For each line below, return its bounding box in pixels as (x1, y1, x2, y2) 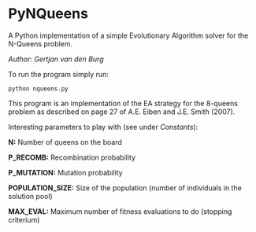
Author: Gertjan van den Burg (8, 54, 104, 64)
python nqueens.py (8, 84, 69, 93)
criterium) (8, 215, 40, 224)
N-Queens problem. (8, 39, 73, 48)
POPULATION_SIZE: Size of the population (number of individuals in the (8, 182, 242, 193)
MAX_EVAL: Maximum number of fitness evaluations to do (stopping (8, 206, 232, 216)
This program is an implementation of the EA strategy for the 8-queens (8, 98, 239, 108)
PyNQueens (8, 5, 89, 23)
